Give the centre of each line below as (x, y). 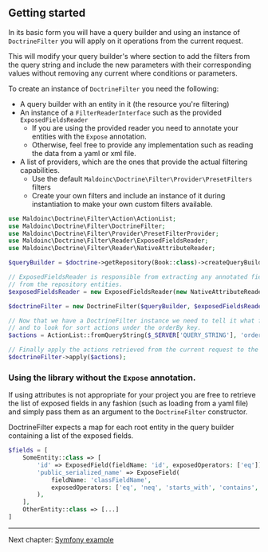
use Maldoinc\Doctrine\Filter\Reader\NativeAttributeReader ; (112, 249)
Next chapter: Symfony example (61, 539)
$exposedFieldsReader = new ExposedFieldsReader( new (98, 292)
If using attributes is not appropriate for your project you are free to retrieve (132, 395)
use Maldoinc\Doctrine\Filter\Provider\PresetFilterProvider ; (114, 233)
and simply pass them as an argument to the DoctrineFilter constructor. (128, 412)
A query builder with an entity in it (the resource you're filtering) (124, 104)
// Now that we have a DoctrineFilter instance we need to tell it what (132, 321)
